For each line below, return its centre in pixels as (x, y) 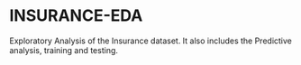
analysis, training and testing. (64, 50)
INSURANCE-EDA (76, 16)
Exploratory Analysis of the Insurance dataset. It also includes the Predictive (151, 41)
